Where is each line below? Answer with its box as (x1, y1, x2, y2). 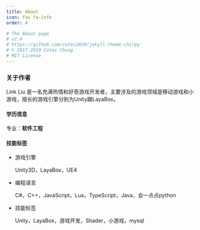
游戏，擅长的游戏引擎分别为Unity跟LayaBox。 (6, 96, 119, 103)
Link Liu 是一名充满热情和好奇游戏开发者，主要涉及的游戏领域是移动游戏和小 (6, 88, 194, 95)
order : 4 (6, 20, 28, 26)
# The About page (6, 30, 50, 36)
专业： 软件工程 (6, 125, 43, 132)
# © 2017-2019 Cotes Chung (6, 47, 73, 54)
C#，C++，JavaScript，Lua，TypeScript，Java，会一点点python (14, 192, 176, 199)
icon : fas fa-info (6, 14, 52, 20)
